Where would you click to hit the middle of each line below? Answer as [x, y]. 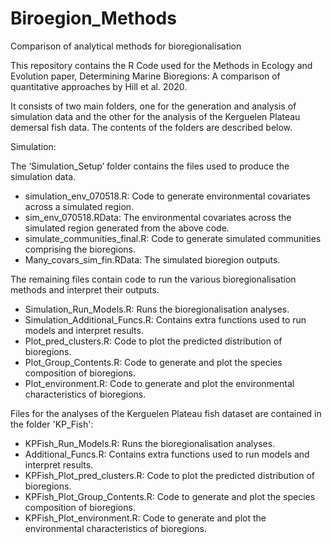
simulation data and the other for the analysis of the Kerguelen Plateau [155, 116]
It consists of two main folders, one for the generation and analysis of [153, 106]
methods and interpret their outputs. [85, 289]
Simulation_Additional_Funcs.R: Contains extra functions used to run [165, 319]
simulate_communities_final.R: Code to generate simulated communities [173, 238]
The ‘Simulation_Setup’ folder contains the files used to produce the [150, 166]
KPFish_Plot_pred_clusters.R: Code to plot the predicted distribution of [170, 475]
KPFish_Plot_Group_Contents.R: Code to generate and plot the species [170, 496]
